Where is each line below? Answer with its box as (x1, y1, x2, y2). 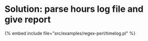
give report (4, 14, 51, 25)
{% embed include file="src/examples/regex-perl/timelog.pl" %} (4, 30, 136, 36)
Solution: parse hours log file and (4, 3, 144, 15)
